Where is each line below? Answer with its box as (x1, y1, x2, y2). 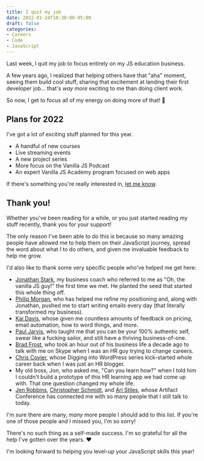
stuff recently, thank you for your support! (6, 221, 112, 228)
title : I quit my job (6, 9, 62, 15)
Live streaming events (15, 149, 71, 156)
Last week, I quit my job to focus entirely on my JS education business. (6, 59, 185, 67)
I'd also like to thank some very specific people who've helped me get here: (6, 264, 197, 271)
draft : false (6, 20, 40, 26)
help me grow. (6, 252, 42, 259)
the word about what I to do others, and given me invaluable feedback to (6, 245, 189, 253)
